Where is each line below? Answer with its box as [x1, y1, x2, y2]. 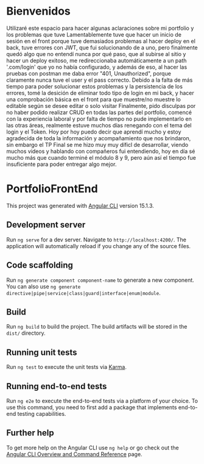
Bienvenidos [6, 4, 71, 18]
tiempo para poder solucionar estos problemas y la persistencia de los [6, 82, 183, 90]
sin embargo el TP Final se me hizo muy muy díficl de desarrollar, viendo [6, 141, 189, 148]
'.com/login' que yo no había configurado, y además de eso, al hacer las [6, 63, 188, 71]
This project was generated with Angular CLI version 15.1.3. [6, 202, 154, 209]
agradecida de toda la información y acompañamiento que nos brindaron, [6, 134, 191, 141]
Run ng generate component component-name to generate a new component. [6, 276, 195, 284]
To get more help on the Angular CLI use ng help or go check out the [6, 444, 179, 451]
